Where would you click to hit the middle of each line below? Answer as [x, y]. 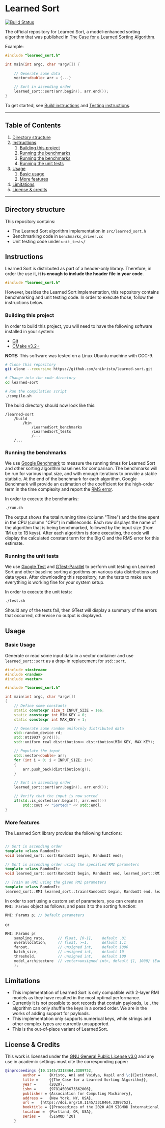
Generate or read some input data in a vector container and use [69, 655]
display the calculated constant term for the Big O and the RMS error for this [82, 538]
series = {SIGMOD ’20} [49, 1116]
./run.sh [14, 508]
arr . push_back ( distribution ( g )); [57, 769]
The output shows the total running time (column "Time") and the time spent [82, 517]
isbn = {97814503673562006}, [58, 1089]
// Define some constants [41, 706]
